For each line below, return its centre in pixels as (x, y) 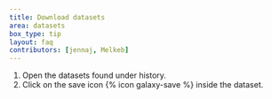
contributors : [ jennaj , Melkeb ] (69, 50)
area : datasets (37, 26)
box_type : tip (36, 34)
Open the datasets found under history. (94, 75)
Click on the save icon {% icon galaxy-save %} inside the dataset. (143, 85)
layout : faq (31, 42)
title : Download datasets (57, 17)
